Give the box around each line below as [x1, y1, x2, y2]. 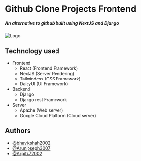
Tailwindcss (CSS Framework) [19, 76, 81, 81]
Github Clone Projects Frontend [5, 3, 137, 15]
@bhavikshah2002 [12, 140, 51, 146]
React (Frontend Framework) [19, 65, 78, 71]
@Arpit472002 [12, 150, 43, 156]
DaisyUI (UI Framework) [19, 80, 68, 87]
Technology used [5, 47, 60, 55]
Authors [5, 127, 31, 135]
